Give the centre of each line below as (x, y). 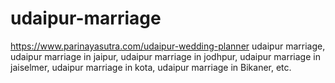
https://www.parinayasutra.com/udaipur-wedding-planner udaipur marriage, (168, 46)
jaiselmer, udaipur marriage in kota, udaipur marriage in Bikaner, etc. (151, 67)
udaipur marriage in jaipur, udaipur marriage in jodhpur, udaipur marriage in (165, 56)
